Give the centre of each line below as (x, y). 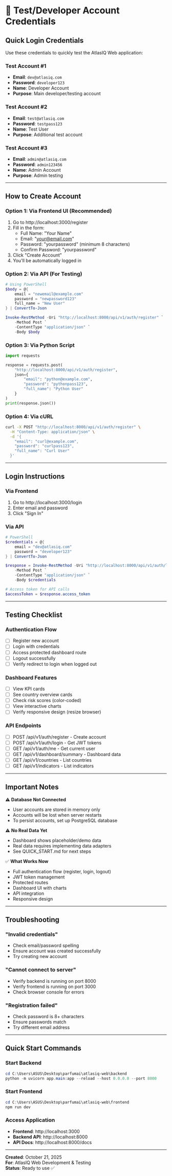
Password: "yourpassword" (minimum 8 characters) (75, 244)
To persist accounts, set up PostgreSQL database (65, 820)
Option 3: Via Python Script (40, 345)
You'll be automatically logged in (47, 260)
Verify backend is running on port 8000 (54, 981)
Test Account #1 (26, 66)
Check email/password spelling (46, 946)
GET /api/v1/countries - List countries (52, 760)
